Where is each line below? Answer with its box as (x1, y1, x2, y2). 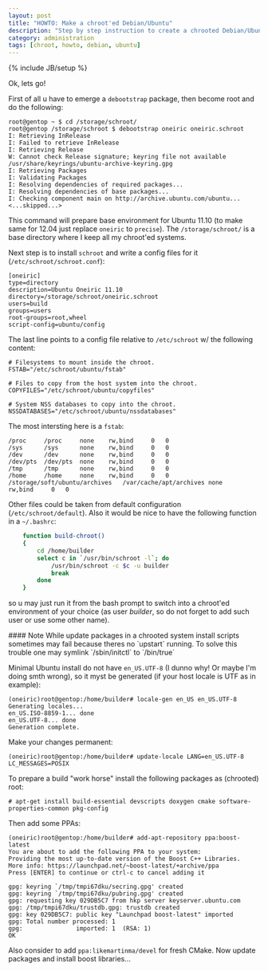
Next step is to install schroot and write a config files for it (8, 248, 198, 257)
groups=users (8, 307, 52, 315)
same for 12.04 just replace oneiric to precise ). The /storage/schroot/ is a (8, 224, 255, 234)
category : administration (8, 33, 94, 42)
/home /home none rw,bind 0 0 (8, 472, 170, 480)
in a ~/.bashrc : (8, 517, 57, 526)
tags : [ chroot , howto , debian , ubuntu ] (8, 41, 141, 49)
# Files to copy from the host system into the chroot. (8, 379, 198, 387)
